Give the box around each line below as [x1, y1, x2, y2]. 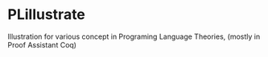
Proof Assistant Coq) [7, 40, 77, 49]
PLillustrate [7, 6, 86, 24]
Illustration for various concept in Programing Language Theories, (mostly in [7, 32, 261, 41]
